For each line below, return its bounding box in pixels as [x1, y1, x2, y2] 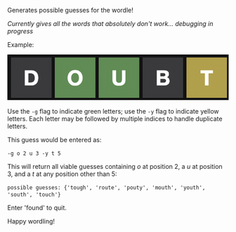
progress [7, 27, 34, 35]
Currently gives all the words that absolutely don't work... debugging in [7, 20, 214, 27]
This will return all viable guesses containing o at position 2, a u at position [7, 163, 223, 171]
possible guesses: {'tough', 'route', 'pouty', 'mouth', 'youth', [7, 184, 206, 191]
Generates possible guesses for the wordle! [7, 6, 133, 14]
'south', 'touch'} [7, 191, 61, 198]
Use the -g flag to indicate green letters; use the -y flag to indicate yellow [7, 107, 219, 116]
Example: [7, 41, 34, 48]
